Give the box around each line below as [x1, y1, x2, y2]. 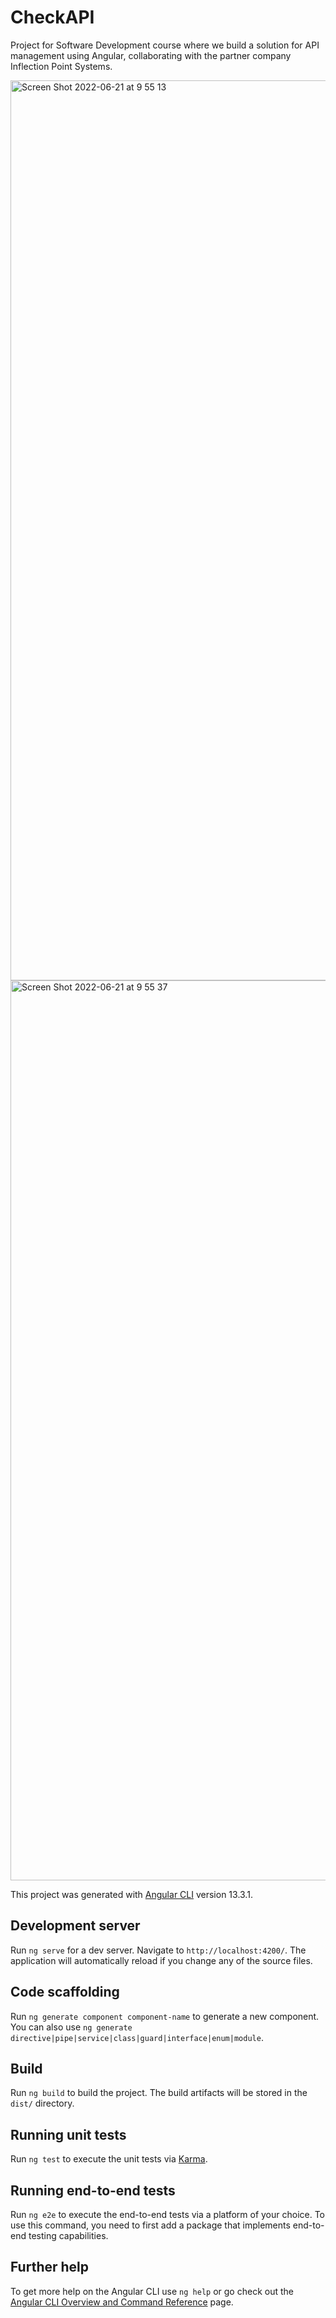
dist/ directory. [10, 2097, 75, 2110]
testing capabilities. [28, 2230, 109, 2241]
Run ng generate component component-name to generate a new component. [10, 2010, 320, 2022]
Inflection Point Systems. [10, 60, 113, 72]
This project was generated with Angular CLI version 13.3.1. [10, 1888, 253, 1900]
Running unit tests [10, 2126, 127, 2143]
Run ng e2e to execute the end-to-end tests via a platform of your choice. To [10, 2209, 326, 2220]
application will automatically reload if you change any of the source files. [10, 1954, 313, 1966]
